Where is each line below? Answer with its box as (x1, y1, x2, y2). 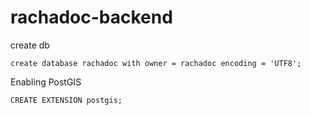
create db (10, 39, 50, 51)
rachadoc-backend (10, 6, 173, 29)
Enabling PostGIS (10, 76, 82, 88)
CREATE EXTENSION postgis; (10, 95, 123, 105)
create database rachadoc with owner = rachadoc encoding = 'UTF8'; (10, 58, 302, 68)
